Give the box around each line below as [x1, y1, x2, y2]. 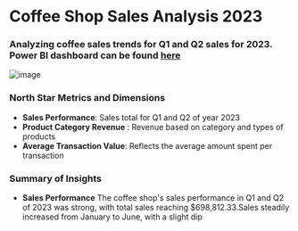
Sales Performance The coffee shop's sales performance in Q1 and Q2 [21, 193, 285, 203]
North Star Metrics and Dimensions [9, 92, 166, 104]
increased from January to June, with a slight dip [21, 211, 203, 222]
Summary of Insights [9, 172, 103, 185]
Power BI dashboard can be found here [9, 49, 181, 62]
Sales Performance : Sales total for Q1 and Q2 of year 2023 [21, 111, 241, 122]
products [21, 131, 56, 142]
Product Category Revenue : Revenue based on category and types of [21, 121, 284, 132]
